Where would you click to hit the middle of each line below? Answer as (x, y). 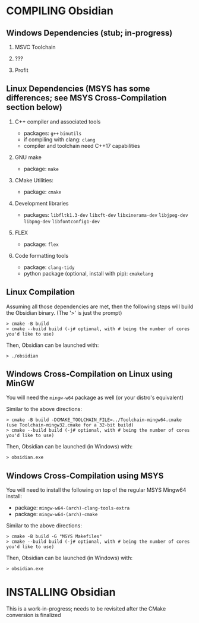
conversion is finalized (34, 615)
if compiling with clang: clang (59, 139)
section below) (34, 107)
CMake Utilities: (34, 180)
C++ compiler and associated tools (58, 121)
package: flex (41, 244)
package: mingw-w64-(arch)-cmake (56, 514)
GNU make (28, 157)
